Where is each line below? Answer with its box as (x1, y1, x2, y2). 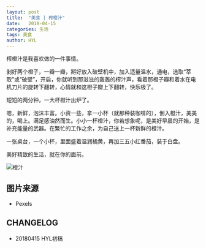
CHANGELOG (6, 218, 58, 228)
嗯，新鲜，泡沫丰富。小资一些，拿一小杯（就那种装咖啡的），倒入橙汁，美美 (6, 110, 197, 116)
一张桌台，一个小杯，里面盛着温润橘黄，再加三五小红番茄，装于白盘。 (6, 138, 184, 145)
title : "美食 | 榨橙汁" (6, 15, 66, 21)
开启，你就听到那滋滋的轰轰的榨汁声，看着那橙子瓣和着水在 (40, 76, 191, 83)
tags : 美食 (6, 32, 32, 38)
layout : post (6, 9, 40, 15)
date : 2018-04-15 (6, 20, 56, 26)
